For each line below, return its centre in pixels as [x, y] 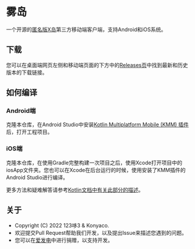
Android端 [21, 111]
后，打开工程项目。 [29, 132]
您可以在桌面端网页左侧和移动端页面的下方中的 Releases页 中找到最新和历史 [97, 65]
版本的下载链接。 [27, 72]
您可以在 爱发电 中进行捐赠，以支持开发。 [64, 240]
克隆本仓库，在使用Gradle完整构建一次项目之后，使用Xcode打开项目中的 [94, 163]
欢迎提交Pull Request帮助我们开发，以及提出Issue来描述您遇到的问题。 [101, 233]
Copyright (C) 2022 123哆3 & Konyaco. [62, 225]
